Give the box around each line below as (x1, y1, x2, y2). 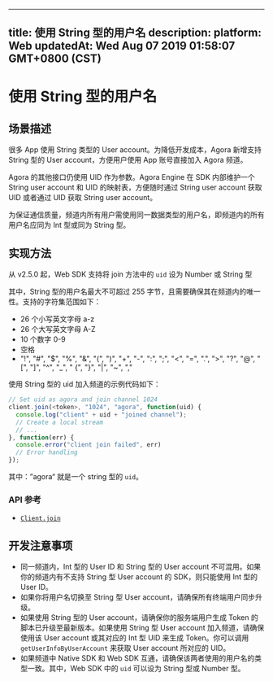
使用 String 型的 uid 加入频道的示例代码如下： (8, 379, 161, 389)
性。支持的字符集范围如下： (8, 297, 102, 307)
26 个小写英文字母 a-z (19, 314, 95, 324)
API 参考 (8, 494, 41, 505)
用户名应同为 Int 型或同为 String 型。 (8, 220, 131, 230)
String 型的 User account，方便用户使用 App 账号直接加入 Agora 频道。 (8, 155, 248, 165)
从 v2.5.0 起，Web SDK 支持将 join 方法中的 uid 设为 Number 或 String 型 (8, 269, 253, 279)
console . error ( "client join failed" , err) (15, 441, 162, 449)
